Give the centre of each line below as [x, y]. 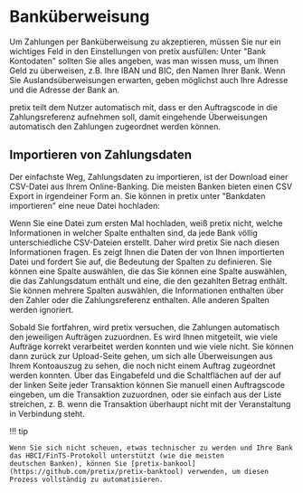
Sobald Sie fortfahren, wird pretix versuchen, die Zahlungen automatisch [145, 327]
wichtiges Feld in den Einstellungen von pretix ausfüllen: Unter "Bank [138, 51]
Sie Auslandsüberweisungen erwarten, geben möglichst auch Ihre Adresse [149, 80]
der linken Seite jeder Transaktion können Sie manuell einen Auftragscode [147, 384]
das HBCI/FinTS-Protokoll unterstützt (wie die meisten [117, 455]
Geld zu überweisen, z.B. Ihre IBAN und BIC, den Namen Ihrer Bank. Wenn [147, 71]
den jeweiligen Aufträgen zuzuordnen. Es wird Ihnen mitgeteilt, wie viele [144, 337]
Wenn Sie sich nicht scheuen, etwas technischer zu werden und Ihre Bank [151, 448]
